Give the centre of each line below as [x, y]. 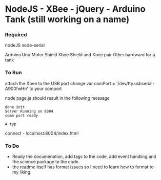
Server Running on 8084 [29, 111]
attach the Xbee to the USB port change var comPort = [60, 83]
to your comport [45, 89]
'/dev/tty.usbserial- [135, 83]
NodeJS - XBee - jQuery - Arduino [75, 9]
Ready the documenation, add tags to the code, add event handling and [84, 157]
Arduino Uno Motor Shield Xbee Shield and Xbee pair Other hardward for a [80, 55]
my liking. [22, 172]
